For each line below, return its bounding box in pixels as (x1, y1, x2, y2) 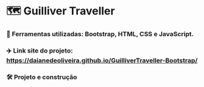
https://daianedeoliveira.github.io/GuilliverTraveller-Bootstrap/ (6, 56, 198, 65)
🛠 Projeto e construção (6, 72, 77, 81)
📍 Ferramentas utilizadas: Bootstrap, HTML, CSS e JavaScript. (6, 30, 194, 39)
